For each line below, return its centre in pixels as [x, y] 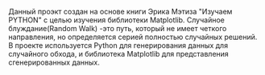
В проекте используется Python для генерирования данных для [118, 45]
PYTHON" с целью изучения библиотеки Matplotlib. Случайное [117, 20]
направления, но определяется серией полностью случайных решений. [133, 37]
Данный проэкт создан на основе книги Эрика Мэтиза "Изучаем [120, 12]
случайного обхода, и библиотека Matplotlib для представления [119, 54]
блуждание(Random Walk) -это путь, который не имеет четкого [118, 28]
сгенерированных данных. [54, 62]
